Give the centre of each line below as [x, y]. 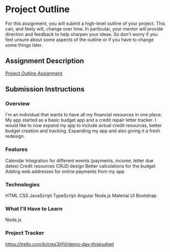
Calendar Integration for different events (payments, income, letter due [79, 161]
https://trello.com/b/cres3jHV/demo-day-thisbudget [60, 244]
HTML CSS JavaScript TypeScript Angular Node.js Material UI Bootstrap [81, 196]
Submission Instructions [45, 89]
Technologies [22, 184]
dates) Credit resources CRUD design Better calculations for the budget [80, 166]
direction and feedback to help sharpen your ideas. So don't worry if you [81, 34]
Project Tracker [25, 233]
